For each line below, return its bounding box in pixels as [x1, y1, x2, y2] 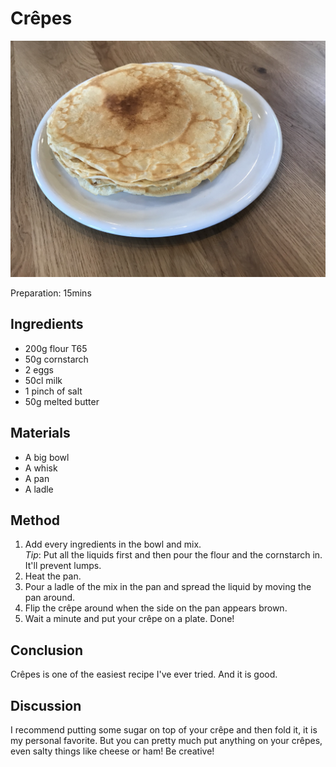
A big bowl [24, 451, 70, 463]
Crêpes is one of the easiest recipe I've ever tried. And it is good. [10, 668, 278, 681]
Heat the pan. [24, 570, 82, 582]
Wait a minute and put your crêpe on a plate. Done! [24, 613, 235, 625]
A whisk [24, 462, 58, 474]
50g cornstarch [24, 353, 89, 365]
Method [10, 512, 61, 529]
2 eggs [24, 363, 54, 376]
